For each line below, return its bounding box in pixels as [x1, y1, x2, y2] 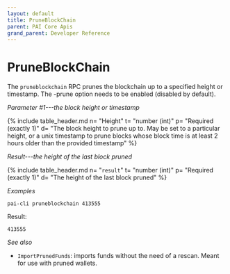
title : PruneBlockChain [7, 17, 76, 24]
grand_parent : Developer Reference [7, 29, 110, 37]
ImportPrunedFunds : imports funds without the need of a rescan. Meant [17, 252, 220, 260]
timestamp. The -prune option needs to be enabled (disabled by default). [7, 90, 216, 98]
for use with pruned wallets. [17, 259, 97, 268]
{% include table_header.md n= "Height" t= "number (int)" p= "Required [7, 117, 214, 125]
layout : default [7, 10, 54, 17]
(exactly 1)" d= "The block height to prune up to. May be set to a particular [7, 124, 220, 133]
